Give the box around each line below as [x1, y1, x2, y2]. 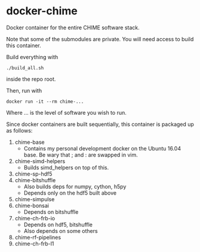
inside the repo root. [6, 75, 56, 82]
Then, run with [6, 87, 42, 94]
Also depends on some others [23, 227, 98, 234]
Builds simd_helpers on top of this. [23, 164, 109, 171]
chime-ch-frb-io [14, 214, 56, 222]
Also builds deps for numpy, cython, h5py [23, 183, 127, 190]
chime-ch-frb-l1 [14, 240, 54, 247]
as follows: [6, 127, 33, 134]
